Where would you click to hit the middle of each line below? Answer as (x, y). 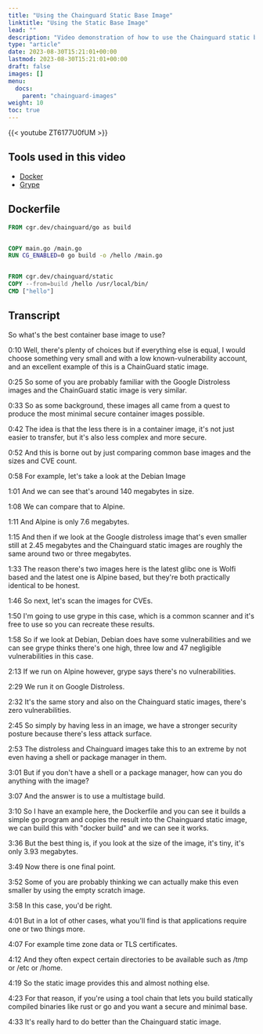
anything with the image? (49, 780)
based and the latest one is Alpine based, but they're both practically (119, 577)
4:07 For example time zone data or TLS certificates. (93, 944)
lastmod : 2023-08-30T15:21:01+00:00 (68, 60)
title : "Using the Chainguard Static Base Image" (91, 15)
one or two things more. (47, 929)
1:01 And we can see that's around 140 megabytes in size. (101, 491)
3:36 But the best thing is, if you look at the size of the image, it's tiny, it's (126, 843)
